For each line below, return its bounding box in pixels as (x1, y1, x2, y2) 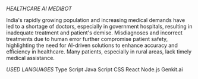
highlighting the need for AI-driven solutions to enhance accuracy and (6, 42, 178, 49)
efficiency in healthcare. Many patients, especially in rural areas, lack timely (6, 48, 192, 55)
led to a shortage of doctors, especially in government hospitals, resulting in (6, 23, 193, 30)
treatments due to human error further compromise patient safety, (6, 36, 168, 42)
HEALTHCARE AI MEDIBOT (6, 5, 73, 12)
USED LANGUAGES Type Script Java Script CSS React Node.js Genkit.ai (6, 66, 183, 73)
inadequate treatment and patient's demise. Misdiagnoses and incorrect (6, 29, 183, 36)
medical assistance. (6, 55, 55, 61)
